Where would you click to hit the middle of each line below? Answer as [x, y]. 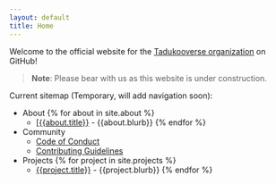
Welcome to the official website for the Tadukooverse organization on [138, 51]
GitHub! [23, 61]
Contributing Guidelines [79, 151]
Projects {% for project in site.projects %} [99, 160]
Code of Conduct [68, 141]
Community [43, 131]
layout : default [39, 17]
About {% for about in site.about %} [88, 113]
